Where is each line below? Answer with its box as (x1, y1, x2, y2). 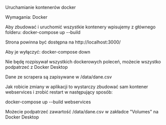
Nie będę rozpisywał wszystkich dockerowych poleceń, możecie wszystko (5, 59, 161, 65)
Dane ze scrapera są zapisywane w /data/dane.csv (5, 74, 112, 80)
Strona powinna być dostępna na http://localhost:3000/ (5, 39, 121, 45)
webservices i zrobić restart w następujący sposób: (5, 89, 113, 95)
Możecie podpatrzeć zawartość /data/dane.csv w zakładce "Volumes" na (5, 109, 158, 114)
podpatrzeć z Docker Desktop (5, 64, 68, 70)
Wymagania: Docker (5, 14, 48, 20)
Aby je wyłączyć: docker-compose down (5, 49, 91, 55)
